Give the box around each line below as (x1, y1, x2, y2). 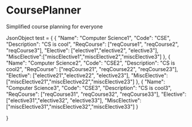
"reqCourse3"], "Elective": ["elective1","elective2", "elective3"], (6, 46, 159, 54)
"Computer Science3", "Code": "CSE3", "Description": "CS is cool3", (6, 84, 172, 91)
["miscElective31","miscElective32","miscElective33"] (6, 103, 135, 110)
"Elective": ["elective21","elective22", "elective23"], (6, 72, 130, 79)
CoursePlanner (6, 4, 82, 17)
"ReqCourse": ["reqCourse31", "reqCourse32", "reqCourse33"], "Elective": (6, 91, 187, 98)
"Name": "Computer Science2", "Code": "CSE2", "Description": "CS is (6, 59, 175, 66)
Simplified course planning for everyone (6, 23, 103, 30)
